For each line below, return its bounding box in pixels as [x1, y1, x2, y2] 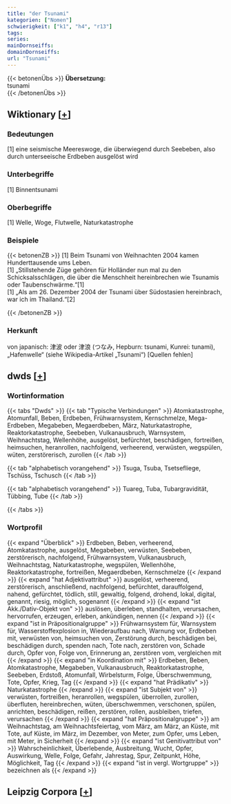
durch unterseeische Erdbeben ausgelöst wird [7, 153, 139, 161]
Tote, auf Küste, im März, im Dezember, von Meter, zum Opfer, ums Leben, [7, 729, 219, 738]
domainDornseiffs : [7, 49, 60, 56]
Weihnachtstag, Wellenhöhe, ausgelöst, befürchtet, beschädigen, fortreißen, [7, 436, 224, 444]
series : [7, 36, 30, 43]
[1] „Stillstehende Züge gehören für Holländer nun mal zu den [7, 266, 181, 274]
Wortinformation [7, 391, 64, 401]
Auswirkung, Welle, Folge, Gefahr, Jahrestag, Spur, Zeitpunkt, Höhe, [7, 751, 201, 760]
